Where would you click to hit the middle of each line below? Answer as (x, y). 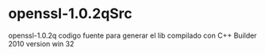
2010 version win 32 (41, 43)
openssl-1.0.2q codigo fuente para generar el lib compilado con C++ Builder (132, 35)
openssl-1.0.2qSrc (70, 14)
